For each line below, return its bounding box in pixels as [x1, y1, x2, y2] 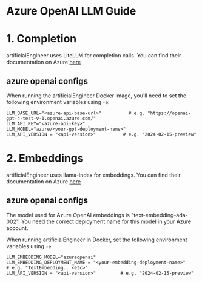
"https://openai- [147, 110, 191, 116]
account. [6, 224, 29, 231]
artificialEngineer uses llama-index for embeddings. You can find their [6, 171, 181, 179]
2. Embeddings [6, 151, 84, 165]
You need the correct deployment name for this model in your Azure [21, 218, 192, 225]
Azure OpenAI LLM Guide [6, 4, 136, 18]
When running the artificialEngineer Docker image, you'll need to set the [6, 92, 187, 99]
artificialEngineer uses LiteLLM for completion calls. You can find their [6, 52, 181, 59]
